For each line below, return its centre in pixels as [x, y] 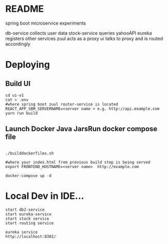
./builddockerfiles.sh [30, 153]
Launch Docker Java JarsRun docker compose [81, 129]
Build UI [18, 83]
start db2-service [25, 210]
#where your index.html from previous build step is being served [78, 162]
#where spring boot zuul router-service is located [62, 104]
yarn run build [22, 113]
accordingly [18, 44]
